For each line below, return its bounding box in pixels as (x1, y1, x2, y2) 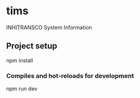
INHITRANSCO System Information (6, 24, 93, 31)
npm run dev (6, 85, 38, 93)
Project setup (6, 41, 58, 51)
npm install (6, 56, 34, 64)
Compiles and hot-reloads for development (6, 71, 135, 80)
